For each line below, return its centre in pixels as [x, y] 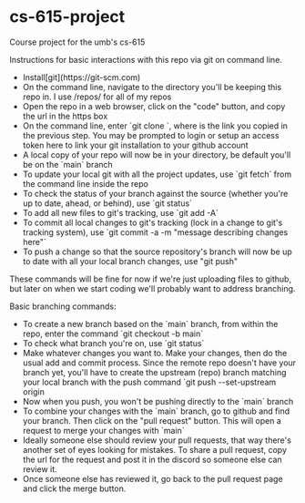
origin [34, 391]
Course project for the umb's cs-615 [77, 42]
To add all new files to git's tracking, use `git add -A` [120, 212]
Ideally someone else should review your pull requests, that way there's [157, 440]
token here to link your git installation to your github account [135, 145]
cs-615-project [67, 17]
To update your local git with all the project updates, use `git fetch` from [157, 174]
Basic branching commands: [63, 306]
